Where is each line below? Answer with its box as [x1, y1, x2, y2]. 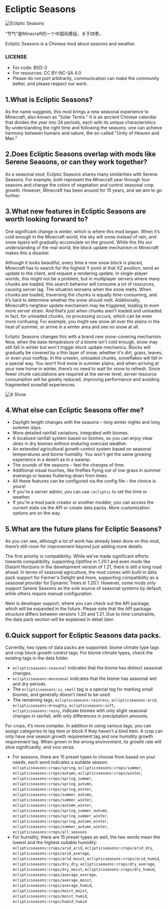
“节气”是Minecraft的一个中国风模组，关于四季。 [5, 30, 104, 36]
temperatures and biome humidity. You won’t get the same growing [12, 451, 151, 458]
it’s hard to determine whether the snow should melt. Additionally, [5, 297, 141, 303]
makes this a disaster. [5, 250, 50, 256]
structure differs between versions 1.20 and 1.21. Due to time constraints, [5, 611, 156, 617]
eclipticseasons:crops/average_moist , [12, 877, 93, 883]
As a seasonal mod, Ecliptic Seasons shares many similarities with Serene [5, 171, 158, 177]
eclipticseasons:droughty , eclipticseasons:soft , [12, 702, 115, 708]
